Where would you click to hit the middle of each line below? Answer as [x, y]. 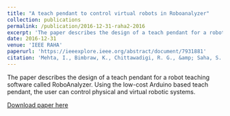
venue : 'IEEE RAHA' [35, 45]
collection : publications [44, 20]
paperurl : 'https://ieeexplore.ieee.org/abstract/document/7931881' [107, 52]
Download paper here [38, 105]
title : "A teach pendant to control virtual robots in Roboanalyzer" [108, 13]
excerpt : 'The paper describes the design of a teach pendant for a [107, 32]
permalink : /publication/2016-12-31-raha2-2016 [76, 26]
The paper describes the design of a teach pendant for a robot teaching [108, 77]
